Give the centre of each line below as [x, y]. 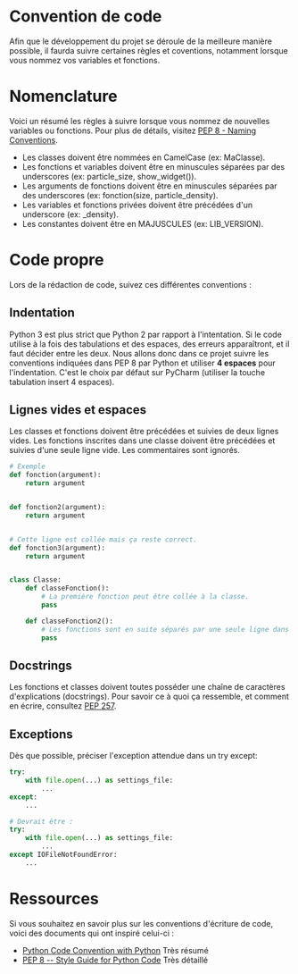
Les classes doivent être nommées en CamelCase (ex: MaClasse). [144, 157]
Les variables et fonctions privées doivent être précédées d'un [137, 205]
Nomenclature [63, 97]
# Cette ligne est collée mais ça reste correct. [103, 539]
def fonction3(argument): [57, 548]
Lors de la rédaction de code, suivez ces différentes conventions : [130, 284]
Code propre [57, 260]
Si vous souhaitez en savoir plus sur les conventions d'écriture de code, [141, 923]
